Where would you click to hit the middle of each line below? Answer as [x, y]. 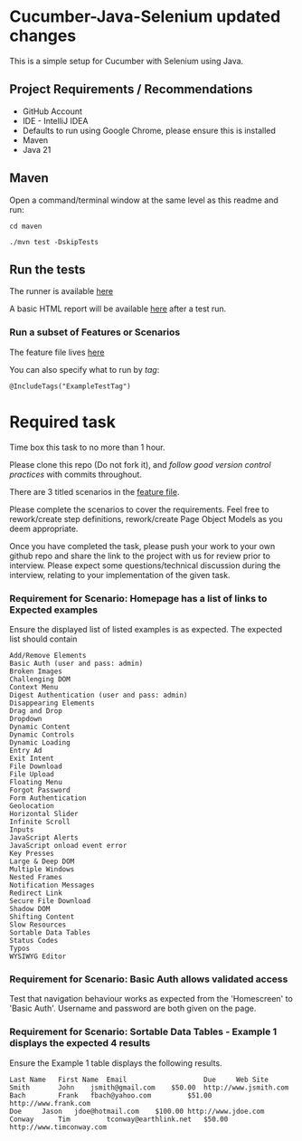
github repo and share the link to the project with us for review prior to [140, 556]
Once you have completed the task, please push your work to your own [142, 546]
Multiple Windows [42, 869]
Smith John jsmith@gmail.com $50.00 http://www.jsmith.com [149, 1088]
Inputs [22, 830]
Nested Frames [36, 877]
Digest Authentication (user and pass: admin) [99, 695]
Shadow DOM [30, 908]
